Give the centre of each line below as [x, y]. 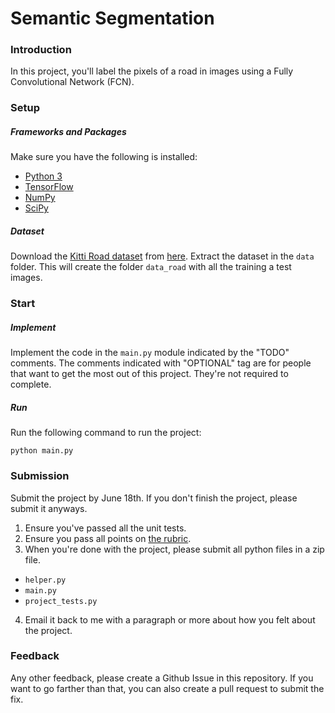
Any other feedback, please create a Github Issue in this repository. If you [162, 678]
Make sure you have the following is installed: [104, 157]
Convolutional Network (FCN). [72, 82]
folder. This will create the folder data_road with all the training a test [151, 267]
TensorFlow [49, 187]
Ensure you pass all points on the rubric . [108, 538]
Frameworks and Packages [68, 131]
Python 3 [43, 176]
